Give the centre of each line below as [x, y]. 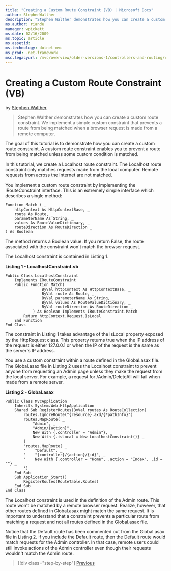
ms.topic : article [25, 39]
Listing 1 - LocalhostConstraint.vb [42, 267]
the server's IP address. [30, 351]
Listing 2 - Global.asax [30, 392]
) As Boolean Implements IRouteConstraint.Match [85, 312]
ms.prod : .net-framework [32, 53]
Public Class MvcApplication [36, 401]
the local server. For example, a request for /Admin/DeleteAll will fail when [83, 377]
